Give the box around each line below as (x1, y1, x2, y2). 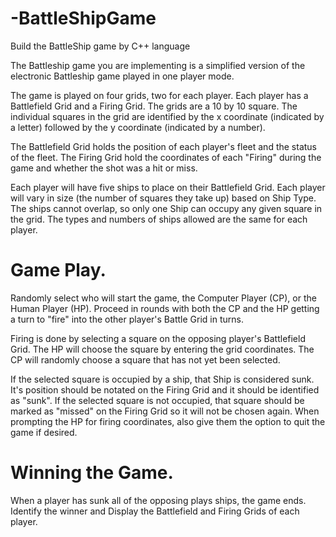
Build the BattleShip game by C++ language (10, 40, 191, 52)
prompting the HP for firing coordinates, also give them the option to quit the (10, 415, 326, 427)
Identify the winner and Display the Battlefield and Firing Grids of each (10, 505, 300, 517)
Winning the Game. (10, 462, 174, 484)
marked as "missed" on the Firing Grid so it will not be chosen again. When (10, 405, 320, 417)
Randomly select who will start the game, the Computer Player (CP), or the (10, 292, 317, 304)
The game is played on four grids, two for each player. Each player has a (10, 89, 309, 101)
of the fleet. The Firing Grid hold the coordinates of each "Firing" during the (10, 151, 322, 163)
